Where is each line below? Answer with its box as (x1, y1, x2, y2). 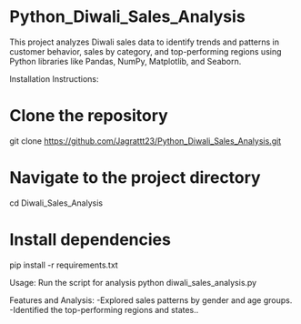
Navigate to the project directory (9, 167, 261, 188)
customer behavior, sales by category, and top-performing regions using (9, 46, 282, 56)
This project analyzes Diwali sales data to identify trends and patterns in (9, 36, 280, 47)
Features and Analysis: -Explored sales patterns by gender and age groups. (9, 294, 293, 306)
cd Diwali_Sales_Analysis (9, 197, 103, 208)
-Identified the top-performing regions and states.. (9, 304, 199, 315)
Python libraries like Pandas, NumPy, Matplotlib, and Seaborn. (9, 56, 242, 66)
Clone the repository (9, 106, 168, 127)
